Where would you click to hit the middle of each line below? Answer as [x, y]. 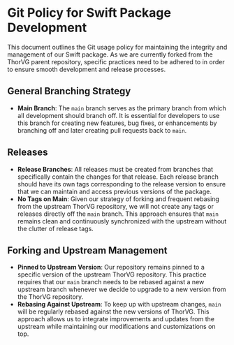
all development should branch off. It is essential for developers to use [118, 115]
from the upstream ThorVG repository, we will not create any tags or [116, 206]
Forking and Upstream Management [87, 250]
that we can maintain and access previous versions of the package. [114, 191]
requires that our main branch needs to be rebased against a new [111, 282]
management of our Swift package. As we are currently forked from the [110, 54]
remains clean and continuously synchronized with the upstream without [122, 221]
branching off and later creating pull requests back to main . [102, 130]
